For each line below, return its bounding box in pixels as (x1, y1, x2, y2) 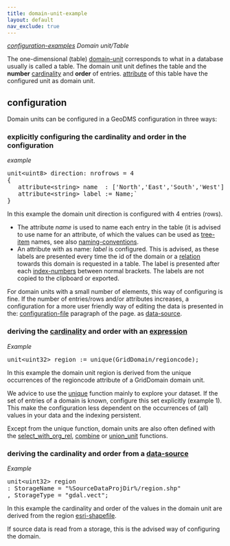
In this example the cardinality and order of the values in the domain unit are (7, 504, 222, 512)
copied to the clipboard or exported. (16, 274, 120, 282)
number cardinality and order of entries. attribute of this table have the (7, 69, 208, 78)
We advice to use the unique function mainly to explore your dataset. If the (7, 389, 218, 397)
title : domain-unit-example (7, 10, 88, 17)
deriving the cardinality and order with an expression (7, 327, 187, 337)
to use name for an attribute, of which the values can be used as (16, 231, 200, 239)
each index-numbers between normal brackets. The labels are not (16, 267, 205, 275)
